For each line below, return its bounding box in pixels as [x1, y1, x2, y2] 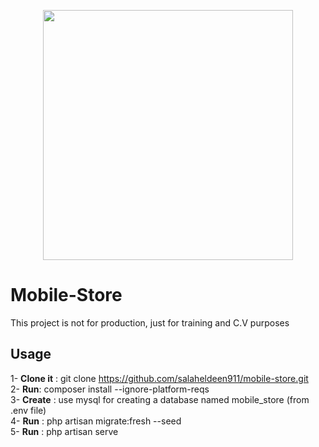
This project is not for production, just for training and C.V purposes [10, 316, 290, 329]
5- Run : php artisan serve [10, 425, 119, 437]
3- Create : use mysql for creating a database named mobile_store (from [10, 393, 310, 405]
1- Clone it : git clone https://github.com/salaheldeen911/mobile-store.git [10, 372, 309, 384]
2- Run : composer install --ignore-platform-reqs [10, 383, 210, 395]
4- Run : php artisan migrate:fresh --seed [10, 415, 182, 427]
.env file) [10, 404, 47, 416]
